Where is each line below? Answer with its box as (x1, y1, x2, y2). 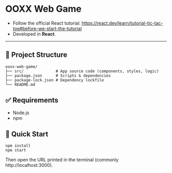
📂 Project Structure (5, 51, 68, 59)
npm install (5, 143, 31, 148)
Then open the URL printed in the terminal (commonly (5, 157, 119, 163)
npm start (5, 148, 27, 153)
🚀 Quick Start (5, 129, 49, 138)
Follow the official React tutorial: (12, 20, 81, 26)
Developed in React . (12, 31, 56, 37)
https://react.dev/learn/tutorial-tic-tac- (81, 20, 163, 26)
